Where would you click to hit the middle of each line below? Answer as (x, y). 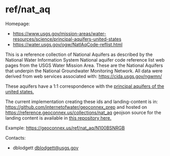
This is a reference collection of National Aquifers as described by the (79, 54)
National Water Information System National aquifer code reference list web (85, 60)
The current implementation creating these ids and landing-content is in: (82, 102)
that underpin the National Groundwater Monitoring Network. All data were (84, 71)
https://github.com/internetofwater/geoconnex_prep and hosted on (76, 107)
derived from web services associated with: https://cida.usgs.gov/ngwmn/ (84, 76)
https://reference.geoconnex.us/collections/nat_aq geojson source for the (83, 112)
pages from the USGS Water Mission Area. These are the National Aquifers (84, 65)
